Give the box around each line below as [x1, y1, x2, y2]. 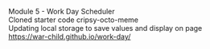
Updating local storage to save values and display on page [8, 24, 203, 32]
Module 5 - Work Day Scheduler [8, 7, 115, 16]
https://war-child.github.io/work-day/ [8, 32, 131, 41]
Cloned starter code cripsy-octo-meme [8, 15, 139, 24]
